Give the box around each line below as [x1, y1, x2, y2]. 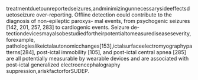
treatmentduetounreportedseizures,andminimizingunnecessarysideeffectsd [6, 5, 190, 12]
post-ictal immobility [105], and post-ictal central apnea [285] [36, 49, 186, 55]
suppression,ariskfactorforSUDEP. [6, 68, 90, 74]
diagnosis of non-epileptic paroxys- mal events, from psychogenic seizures [6, 18, 190, 24]
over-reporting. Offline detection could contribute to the [36, 11, 173, 18]
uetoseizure [6, 11, 35, 18]
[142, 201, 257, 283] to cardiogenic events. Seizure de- [6, 24, 140, 31]
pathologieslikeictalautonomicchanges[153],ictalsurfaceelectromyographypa [6, 42, 193, 49]
